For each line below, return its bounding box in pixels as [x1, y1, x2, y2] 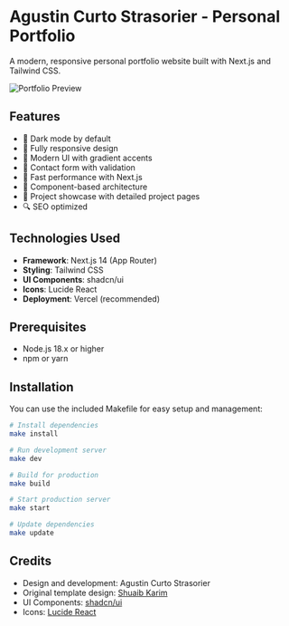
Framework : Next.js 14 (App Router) [22, 255, 158, 265]
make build [9, 478, 51, 488]
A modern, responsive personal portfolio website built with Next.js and [9, 55, 271, 66]
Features [9, 109, 61, 124]
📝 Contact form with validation [22, 161, 135, 173]
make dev [9, 454, 42, 463]
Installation [9, 379, 74, 395]
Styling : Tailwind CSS [22, 265, 104, 275]
